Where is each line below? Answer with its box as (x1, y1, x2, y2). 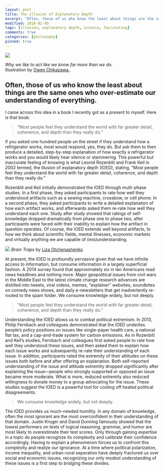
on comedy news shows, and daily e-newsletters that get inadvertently (5, 287, 148, 293)
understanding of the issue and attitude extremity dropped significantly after (5, 363, 159, 369)
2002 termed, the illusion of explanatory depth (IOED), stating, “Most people (5, 164, 159, 170)
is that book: (5, 114, 30, 120)
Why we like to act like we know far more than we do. (5, 62, 113, 67)
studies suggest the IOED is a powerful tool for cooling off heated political (5, 384, 154, 390)
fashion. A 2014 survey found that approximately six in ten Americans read (5, 266, 155, 272)
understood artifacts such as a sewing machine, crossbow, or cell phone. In (5, 195, 157, 201)
